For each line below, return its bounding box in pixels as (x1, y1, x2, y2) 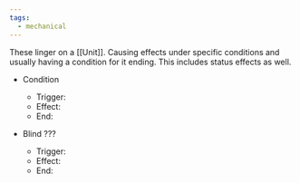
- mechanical (17, 22, 67, 31)
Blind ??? (22, 128, 56, 139)
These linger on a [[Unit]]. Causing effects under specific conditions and (9, 46, 280, 57)
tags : (9, 13, 30, 23)
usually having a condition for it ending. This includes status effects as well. (9, 56, 292, 67)
